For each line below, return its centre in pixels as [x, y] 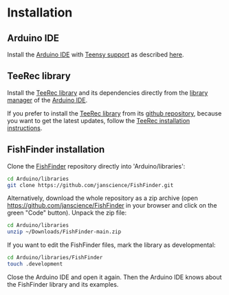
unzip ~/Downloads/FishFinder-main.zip [64, 232]
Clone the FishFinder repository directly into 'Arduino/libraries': [96, 166]
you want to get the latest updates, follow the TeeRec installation [99, 120]
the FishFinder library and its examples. [63, 284]
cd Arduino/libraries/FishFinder [55, 258]
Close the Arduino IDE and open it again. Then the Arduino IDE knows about [115, 277]
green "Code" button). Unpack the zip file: [67, 213]
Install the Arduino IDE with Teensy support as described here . [96, 54]
